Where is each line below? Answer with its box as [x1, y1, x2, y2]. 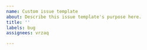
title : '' [6, 19, 31, 25]
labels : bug [6, 24, 36, 31]
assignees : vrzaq [6, 30, 49, 36]
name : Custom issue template [6, 8, 78, 15]
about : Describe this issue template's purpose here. [6, 14, 142, 20]
